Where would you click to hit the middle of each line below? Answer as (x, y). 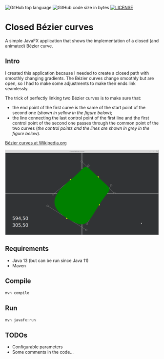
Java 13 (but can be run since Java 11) (50, 260)
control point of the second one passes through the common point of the (85, 123)
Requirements (27, 249)
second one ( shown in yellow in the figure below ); (62, 113)
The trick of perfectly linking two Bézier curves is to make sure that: (73, 98)
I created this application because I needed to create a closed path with (77, 73)
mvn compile (17, 293)
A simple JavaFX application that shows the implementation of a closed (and (82, 40)
